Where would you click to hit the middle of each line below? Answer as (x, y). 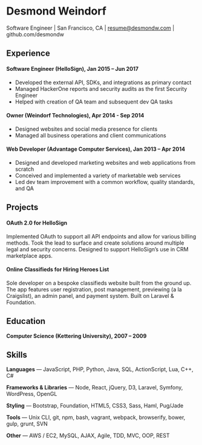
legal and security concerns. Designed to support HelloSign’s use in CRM (97, 249)
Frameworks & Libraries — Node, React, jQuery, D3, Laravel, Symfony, (95, 387)
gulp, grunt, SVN (27, 424)
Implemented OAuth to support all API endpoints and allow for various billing (101, 236)
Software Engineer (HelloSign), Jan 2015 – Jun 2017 (73, 68)
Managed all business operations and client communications (90, 135)
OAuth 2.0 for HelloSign (37, 223)
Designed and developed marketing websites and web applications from (105, 162)
